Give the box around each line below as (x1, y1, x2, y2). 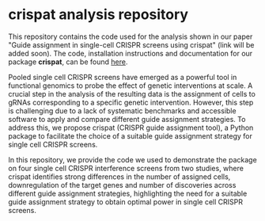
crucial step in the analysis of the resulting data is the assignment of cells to (8, 89, 256, 98)
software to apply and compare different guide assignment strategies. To (8, 114, 246, 124)
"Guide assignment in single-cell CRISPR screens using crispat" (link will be (8, 40, 255, 49)
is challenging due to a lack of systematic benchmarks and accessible (8, 105, 237, 116)
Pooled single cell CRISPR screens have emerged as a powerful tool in (8, 72, 237, 82)
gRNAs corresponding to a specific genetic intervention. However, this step (8, 97, 254, 107)
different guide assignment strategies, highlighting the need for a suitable (8, 189, 248, 198)
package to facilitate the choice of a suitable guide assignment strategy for (8, 131, 253, 140)
